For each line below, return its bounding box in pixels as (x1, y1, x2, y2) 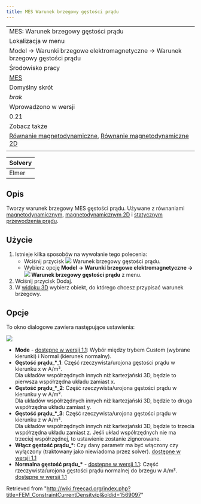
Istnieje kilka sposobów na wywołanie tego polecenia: (14, 251, 148, 258)
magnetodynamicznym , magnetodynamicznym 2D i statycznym (6, 211, 163, 218)
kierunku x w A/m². (14, 365, 63, 372)
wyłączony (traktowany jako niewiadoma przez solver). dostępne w (14, 448, 181, 455)
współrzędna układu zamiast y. (14, 404, 92, 411)
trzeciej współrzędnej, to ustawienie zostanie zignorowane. (14, 435, 162, 442)
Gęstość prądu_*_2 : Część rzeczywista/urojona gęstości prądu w (14, 384, 177, 392)
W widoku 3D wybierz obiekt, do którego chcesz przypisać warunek (14, 284, 184, 291)
